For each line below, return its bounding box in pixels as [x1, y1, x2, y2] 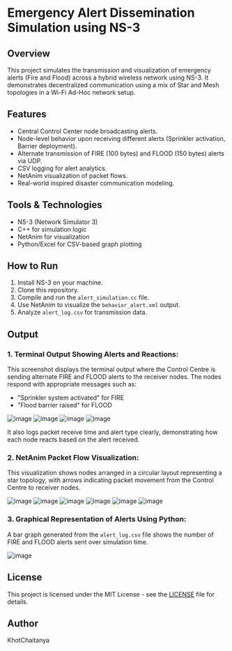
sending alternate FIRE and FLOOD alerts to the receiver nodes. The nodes [7, 373, 222, 381]
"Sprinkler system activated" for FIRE [17, 394, 124, 402]
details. [7, 597, 29, 606]
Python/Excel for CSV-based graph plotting [17, 239, 142, 248]
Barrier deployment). [17, 142, 77, 150]
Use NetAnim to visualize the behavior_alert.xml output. [17, 301, 180, 309]
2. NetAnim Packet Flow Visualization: [7, 453, 139, 463]
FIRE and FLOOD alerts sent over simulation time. [7, 537, 148, 546]
